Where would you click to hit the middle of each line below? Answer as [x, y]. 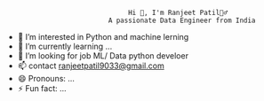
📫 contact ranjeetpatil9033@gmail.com [91, 66]
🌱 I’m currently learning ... [65, 46]
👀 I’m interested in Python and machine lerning [103, 37]
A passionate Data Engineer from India [182, 20]
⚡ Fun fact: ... [42, 88]
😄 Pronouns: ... [46, 78]
